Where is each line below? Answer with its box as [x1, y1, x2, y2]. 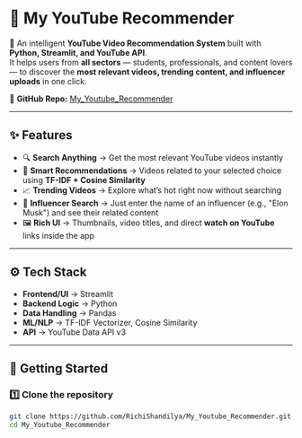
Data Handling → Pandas [22, 307, 117, 318]
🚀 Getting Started [9, 361, 109, 376]
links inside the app [22, 230, 94, 241]
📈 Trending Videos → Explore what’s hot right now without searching [22, 184, 282, 196]
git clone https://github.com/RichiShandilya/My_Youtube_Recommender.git [9, 412, 292, 421]
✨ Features [9, 127, 73, 143]
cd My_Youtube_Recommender [9, 421, 111, 430]
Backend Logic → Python [22, 298, 118, 309]
